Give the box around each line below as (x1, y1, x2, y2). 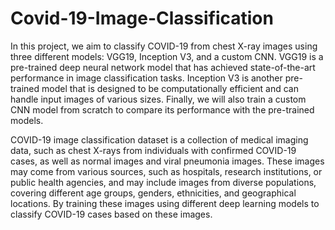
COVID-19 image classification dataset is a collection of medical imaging (10, 133, 309, 146)
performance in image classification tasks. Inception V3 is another (10, 72, 283, 84)
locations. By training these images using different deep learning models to (10, 197, 320, 209)
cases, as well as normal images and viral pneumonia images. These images (10, 155, 325, 167)
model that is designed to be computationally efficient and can (41, 82, 300, 94)
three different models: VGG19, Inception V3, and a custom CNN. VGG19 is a (10, 50, 324, 62)
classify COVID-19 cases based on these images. (10, 208, 213, 220)
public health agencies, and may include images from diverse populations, (10, 176, 317, 188)
